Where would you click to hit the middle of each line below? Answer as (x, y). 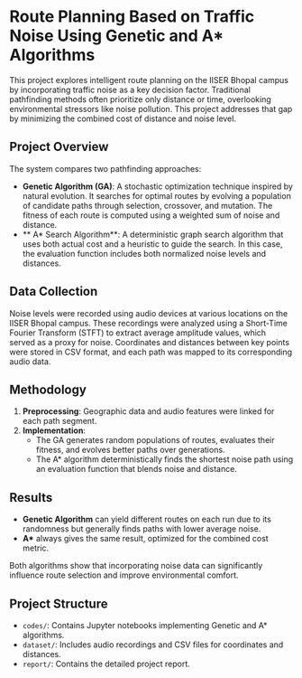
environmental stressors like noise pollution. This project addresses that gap (151, 108)
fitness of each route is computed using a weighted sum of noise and (151, 215)
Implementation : (54, 430)
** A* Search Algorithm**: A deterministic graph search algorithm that (153, 234)
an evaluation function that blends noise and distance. (136, 469)
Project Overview (59, 147)
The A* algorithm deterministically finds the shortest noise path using (165, 459)
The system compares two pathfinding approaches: (105, 168)
